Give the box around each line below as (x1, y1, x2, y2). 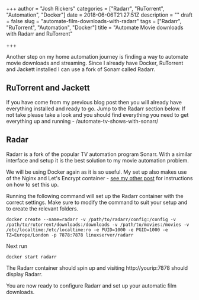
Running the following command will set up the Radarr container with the (6, 192, 184, 199)
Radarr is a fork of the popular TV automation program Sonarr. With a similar (6, 151, 192, 158)
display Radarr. (6, 270, 43, 277)
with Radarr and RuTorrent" (6, 30, 73, 37)
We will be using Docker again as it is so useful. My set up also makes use (6, 168, 187, 175)
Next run (6, 242, 28, 250)
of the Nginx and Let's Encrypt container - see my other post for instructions (6, 174, 193, 181)
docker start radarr (6, 254, 57, 260)
